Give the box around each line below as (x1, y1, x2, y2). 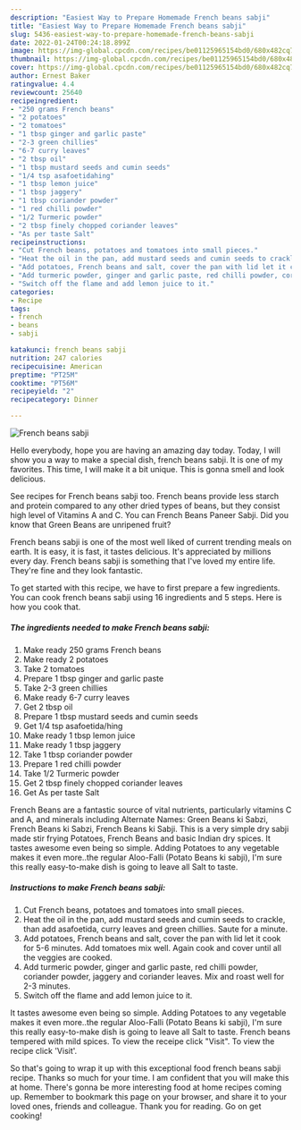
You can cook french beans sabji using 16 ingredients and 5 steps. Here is (10, 592, 282, 602)
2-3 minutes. (22, 981, 71, 991)
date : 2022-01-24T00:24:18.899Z (10, 38, 130, 47)
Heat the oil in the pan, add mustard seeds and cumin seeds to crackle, (22, 913, 286, 924)
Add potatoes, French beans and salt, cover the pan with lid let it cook (22, 932, 281, 944)
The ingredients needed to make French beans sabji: (10, 622, 210, 633)
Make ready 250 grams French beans (22, 644, 162, 655)
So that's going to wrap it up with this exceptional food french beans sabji (10, 1062, 281, 1074)
